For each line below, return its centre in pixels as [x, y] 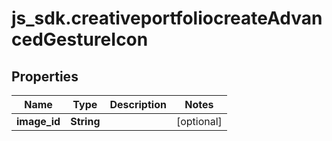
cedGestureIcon [80, 39]
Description [138, 104]
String [85, 121]
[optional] [199, 121]
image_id [38, 121]
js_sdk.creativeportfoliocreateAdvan [167, 18]
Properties [45, 76]
